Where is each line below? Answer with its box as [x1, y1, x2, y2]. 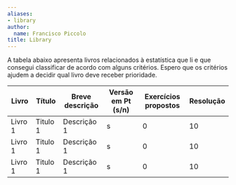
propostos [145, 101, 181, 110]
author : [7, 23, 30, 30]
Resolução [189, 96, 225, 106]
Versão [108, 87, 133, 97]
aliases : [7, 10, 33, 18]
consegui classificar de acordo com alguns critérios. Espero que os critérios [7, 63, 228, 72]
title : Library [7, 37, 52, 44]
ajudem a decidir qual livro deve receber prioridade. [7, 71, 157, 79]
